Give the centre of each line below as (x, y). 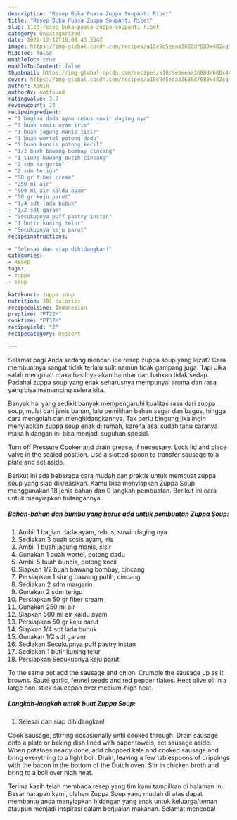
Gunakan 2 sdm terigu (50, 591)
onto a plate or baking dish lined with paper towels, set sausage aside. (110, 743)
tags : (16, 269)
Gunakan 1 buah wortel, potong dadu (71, 554)
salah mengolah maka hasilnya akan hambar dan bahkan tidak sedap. (109, 374)
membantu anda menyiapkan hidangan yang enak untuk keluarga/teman (113, 801)
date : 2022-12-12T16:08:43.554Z (55, 40)
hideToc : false (30, 53)
